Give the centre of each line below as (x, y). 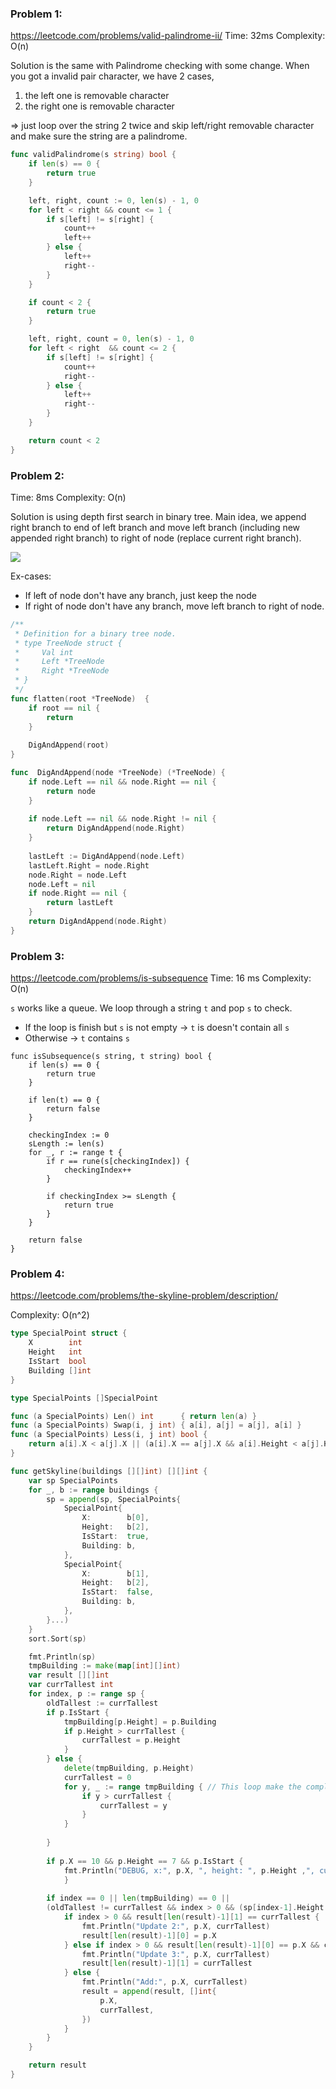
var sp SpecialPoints (73, 1480)
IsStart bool (57, 1362)
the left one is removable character (97, 96)
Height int (55, 1352)
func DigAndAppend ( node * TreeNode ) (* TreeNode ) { (118, 773)
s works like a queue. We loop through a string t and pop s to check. (151, 1008)
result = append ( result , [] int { (149, 1992)
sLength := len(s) (66, 1144)
